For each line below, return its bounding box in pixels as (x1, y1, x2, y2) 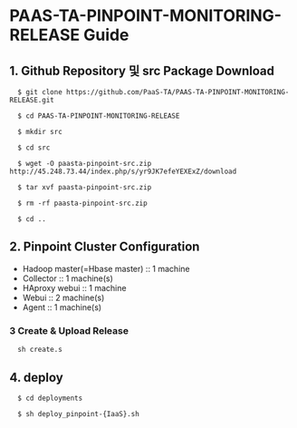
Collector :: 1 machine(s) (22, 273, 113, 284)
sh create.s (17, 345, 63, 355)
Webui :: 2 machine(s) (22, 292, 105, 303)
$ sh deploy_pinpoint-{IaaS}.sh (17, 409, 140, 418)
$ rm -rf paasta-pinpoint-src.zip (17, 199, 148, 208)
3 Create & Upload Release (9, 324, 129, 336)
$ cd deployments (17, 394, 83, 403)
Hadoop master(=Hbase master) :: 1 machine (22, 263, 190, 274)
